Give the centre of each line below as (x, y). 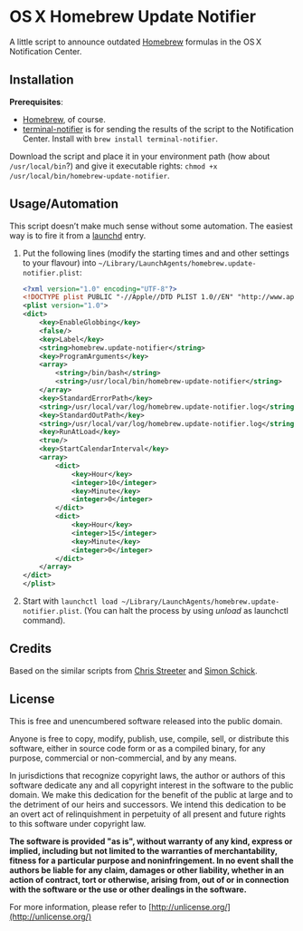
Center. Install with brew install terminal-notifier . (120, 139)
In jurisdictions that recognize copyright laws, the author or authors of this (147, 775)
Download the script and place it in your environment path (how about (140, 156)
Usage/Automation (64, 204)
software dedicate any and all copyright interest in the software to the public (151, 785)
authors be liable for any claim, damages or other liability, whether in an (147, 870)
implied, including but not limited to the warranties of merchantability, (143, 850)
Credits (31, 649)
